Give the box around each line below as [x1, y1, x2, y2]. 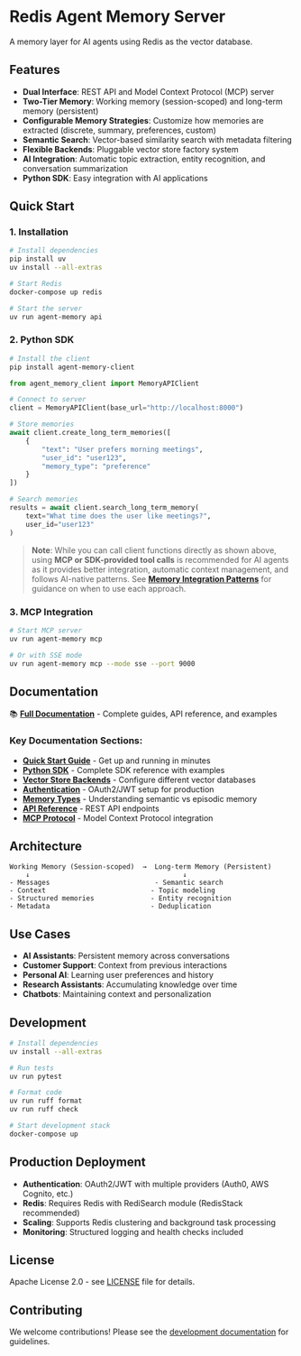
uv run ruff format [9, 1096, 83, 1106]
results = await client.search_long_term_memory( [9, 503, 200, 512]
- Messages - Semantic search [9, 878, 223, 888]
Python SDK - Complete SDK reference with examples [22, 764, 225, 775]
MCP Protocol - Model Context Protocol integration [22, 812, 214, 823]
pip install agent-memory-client [9, 363, 135, 372]
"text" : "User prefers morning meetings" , [41, 445, 204, 454]
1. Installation [9, 226, 69, 238]
